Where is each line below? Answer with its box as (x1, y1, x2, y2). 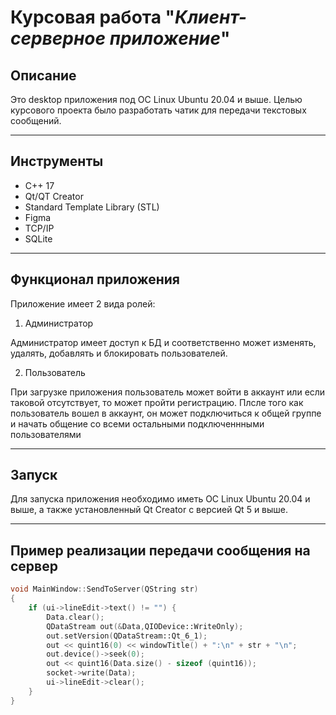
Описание (10, 67, 77, 84)
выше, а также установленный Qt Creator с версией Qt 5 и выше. (10, 504, 289, 516)
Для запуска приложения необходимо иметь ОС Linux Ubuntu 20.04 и (10, 493, 311, 505)
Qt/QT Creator (24, 190, 84, 202)
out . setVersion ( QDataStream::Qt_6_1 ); (46, 631, 208, 641)
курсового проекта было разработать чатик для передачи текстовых (10, 104, 307, 116)
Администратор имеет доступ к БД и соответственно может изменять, (10, 336, 317, 348)
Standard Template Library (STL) (24, 201, 160, 213)
